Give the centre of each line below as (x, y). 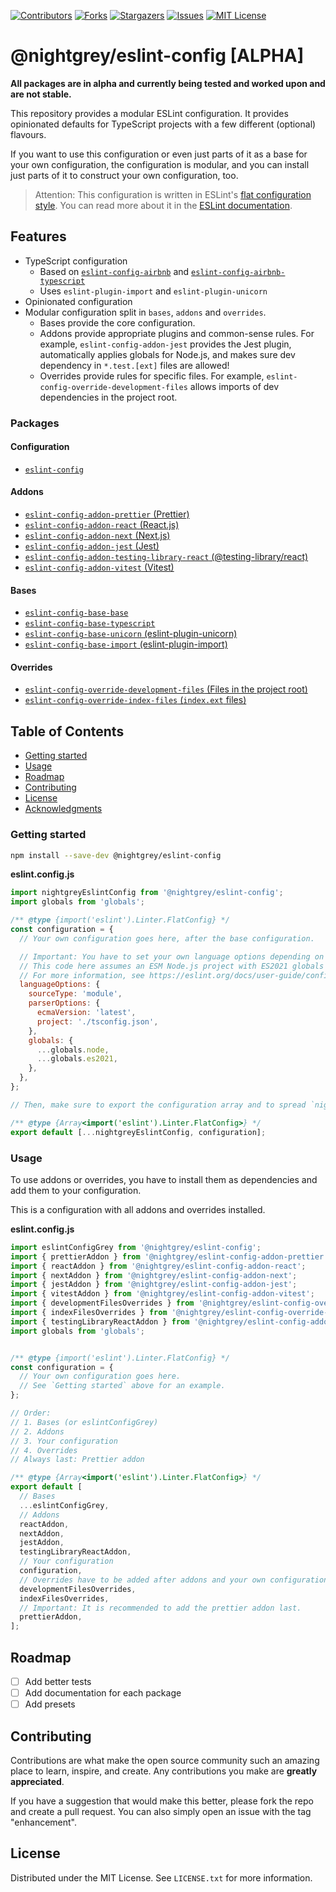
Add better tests (58, 1681)
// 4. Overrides (44, 1450)
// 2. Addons (37, 1431)
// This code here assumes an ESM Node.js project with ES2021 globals (172, 966)
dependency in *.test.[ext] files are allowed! (134, 365)
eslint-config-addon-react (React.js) (102, 525)
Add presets (50, 1704)
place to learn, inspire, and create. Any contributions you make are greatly (164, 1771)
